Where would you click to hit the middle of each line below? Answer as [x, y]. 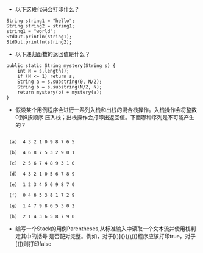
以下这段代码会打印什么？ [47, 9]
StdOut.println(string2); [39, 42]
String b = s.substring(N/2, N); [60, 87]
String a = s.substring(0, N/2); [60, 82]
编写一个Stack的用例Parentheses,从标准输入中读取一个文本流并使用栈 [103, 229]
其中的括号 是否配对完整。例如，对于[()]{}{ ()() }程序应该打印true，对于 [108, 237]
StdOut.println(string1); [39, 37]
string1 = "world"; [31, 32]
